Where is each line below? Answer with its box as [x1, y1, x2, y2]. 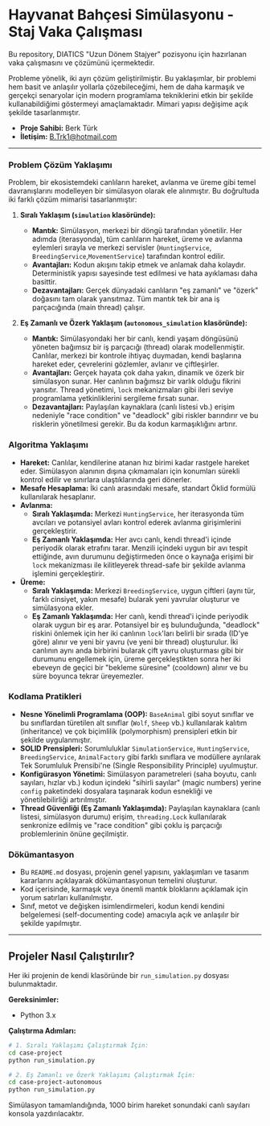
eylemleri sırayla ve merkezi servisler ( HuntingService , [31, 243, 212, 252]
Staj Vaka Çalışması [8, 23, 143, 41]
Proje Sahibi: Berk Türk [19, 123, 98, 133]
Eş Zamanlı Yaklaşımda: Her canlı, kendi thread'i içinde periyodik [31, 611, 249, 620]
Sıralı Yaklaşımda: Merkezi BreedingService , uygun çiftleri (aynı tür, [31, 585, 256, 596]
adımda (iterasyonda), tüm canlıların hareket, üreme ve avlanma [31, 235, 243, 244]
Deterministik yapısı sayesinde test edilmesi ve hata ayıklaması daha [31, 268, 258, 278]
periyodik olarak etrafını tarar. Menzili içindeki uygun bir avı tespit [31, 543, 248, 552]
